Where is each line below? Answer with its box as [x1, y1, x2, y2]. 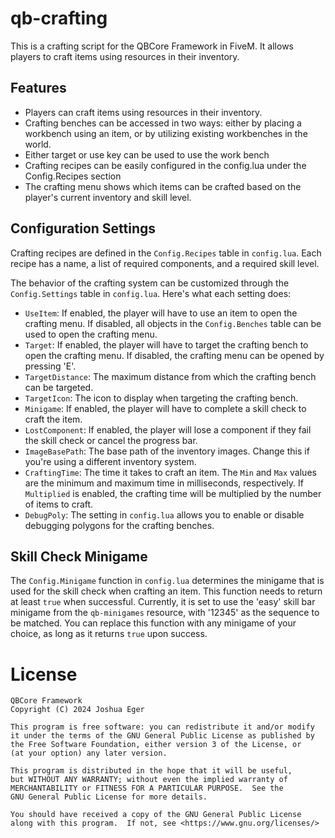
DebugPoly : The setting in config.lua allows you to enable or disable [24, 508, 305, 521]
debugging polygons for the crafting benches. [24, 519, 215, 531]
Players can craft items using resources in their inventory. [24, 106, 263, 118]
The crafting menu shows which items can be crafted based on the [24, 180, 302, 192]
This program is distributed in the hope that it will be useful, [10, 766, 293, 776]
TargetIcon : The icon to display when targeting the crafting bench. [24, 392, 299, 404]
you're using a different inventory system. [24, 455, 197, 467]
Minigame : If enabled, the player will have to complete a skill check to [24, 402, 307, 414]
